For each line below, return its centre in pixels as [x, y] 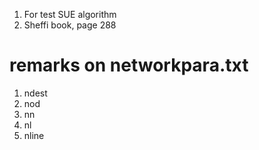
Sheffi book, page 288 [70, 25]
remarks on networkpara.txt [129, 65]
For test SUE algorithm [70, 14]
